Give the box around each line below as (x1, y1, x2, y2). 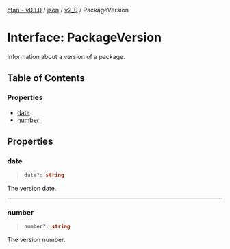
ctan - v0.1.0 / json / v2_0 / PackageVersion (7, 6, 129, 14)
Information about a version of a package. (7, 52, 125, 60)
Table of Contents (7, 72, 86, 84)
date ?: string (23, 171, 64, 179)
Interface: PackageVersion (7, 30, 162, 45)
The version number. (7, 236, 66, 244)
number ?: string (23, 223, 71, 230)
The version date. (7, 185, 57, 193)
